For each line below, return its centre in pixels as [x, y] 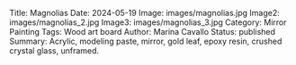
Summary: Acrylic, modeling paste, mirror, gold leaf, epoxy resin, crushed [146, 41]
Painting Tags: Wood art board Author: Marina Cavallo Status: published [143, 32]
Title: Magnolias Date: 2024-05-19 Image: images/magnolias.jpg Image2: [145, 13]
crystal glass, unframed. [54, 51]
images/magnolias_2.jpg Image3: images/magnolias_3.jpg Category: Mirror [148, 22]
